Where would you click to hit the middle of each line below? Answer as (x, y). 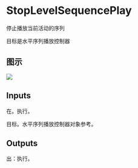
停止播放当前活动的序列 (35, 28)
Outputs (22, 143)
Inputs (19, 96)
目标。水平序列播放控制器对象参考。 (51, 124)
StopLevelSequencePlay (69, 11)
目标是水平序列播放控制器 (38, 41)
